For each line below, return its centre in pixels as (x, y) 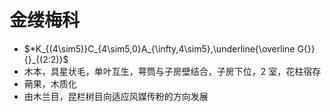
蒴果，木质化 (50, 83)
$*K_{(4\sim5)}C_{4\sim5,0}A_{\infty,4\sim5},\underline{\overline (159, 48)
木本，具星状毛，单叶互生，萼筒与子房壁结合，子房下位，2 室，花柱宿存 (172, 71)
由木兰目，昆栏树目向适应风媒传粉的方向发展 (116, 96)
